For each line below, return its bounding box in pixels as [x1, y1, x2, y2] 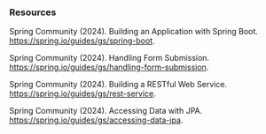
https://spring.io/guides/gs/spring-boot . [9, 35, 155, 46]
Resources [9, 6, 57, 19]
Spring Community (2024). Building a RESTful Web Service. [9, 79, 228, 90]
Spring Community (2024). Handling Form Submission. [9, 53, 210, 63]
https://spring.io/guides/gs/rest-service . [9, 88, 157, 99]
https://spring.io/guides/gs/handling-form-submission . [9, 62, 209, 72]
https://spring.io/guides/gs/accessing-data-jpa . [9, 115, 184, 125]
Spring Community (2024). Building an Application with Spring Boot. [9, 26, 259, 37]
